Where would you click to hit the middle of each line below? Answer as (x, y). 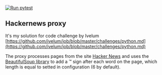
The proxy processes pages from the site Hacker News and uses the (77, 56)
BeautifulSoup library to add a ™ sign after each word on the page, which (81, 61)
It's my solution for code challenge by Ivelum (52, 36)
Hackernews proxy (36, 23)
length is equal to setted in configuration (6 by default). (63, 67)
